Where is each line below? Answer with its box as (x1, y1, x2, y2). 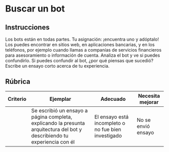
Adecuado (100, 95, 126, 102)
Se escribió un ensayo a (31, 107, 88, 114)
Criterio (8, 95, 27, 102)
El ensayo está (94, 113, 129, 120)
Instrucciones (5, 23, 50, 32)
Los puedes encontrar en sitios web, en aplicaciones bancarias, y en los (5, 42, 155, 48)
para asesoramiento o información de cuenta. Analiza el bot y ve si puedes (5, 52, 160, 58)
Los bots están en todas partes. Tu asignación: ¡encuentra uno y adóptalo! (5, 36, 159, 42)
